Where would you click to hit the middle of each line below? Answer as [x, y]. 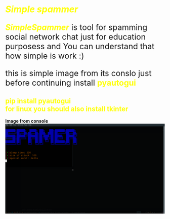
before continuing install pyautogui [71, 83]
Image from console [27, 121]
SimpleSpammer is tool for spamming [76, 27]
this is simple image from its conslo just [78, 74]
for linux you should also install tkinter [67, 109]
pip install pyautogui [38, 101]
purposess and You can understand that [80, 47]
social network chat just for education [75, 37]
